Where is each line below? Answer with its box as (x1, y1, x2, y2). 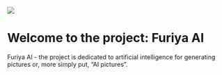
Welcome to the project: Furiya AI (7, 30, 205, 46)
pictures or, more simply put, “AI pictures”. (7, 60, 128, 68)
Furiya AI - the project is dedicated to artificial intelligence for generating (7, 52, 216, 61)
